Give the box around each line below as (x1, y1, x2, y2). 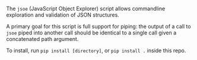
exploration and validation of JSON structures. (6, 11, 120, 18)
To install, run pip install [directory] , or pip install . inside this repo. (6, 47, 186, 54)
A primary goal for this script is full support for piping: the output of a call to (6, 23, 191, 30)
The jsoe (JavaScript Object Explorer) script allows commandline (6, 5, 166, 12)
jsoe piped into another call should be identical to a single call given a (6, 29, 177, 36)
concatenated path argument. (6, 36, 79, 42)
